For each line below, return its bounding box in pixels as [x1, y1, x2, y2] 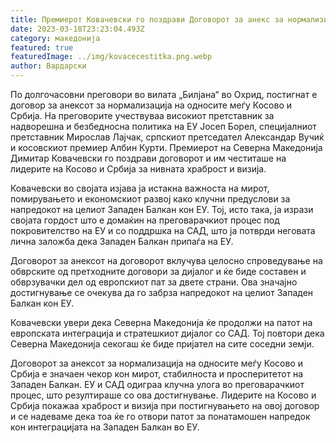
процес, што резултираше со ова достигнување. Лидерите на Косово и [10, 389, 317, 401]
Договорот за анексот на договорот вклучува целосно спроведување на [10, 255, 323, 266]
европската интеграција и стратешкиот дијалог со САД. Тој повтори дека [10, 327, 325, 339]
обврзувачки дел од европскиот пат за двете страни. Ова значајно [10, 276, 298, 288]
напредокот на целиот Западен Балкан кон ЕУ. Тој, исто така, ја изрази [10, 204, 314, 215]
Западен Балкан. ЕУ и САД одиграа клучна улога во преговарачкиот [10, 379, 305, 390]
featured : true [10, 42, 74, 53]
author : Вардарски [10, 61, 87, 71]
